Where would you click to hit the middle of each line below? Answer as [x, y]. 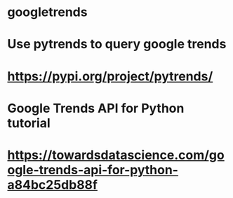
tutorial [29, 123]
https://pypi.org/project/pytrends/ [110, 76]
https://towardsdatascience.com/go [116, 155]
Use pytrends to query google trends [117, 44]
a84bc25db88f [53, 184]
